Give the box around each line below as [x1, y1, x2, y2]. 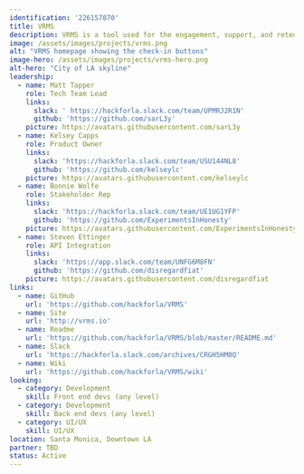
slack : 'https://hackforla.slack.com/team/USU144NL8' [33, 156, 242, 166]
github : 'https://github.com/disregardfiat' [33, 266, 204, 276]
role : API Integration [25, 241, 111, 250]
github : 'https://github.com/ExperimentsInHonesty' [33, 215, 233, 225]
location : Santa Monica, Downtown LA [9, 434, 152, 444]
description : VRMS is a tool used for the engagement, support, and [9, 30, 273, 39]
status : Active [9, 451, 67, 460]
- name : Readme [17, 325, 75, 334]
